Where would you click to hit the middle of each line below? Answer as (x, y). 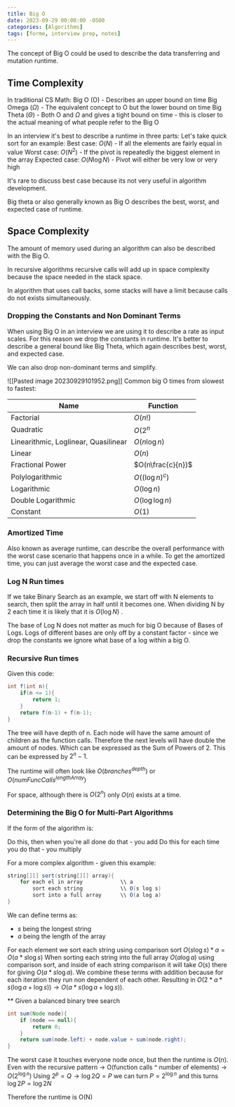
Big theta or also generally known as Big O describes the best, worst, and (113, 202)
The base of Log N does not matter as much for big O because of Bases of (115, 626)
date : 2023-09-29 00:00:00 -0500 (56, 20)
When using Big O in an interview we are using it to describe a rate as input (116, 331)
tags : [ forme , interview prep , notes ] (64, 33)
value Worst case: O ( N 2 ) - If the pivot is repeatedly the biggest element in (114, 151)
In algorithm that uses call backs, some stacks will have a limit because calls (117, 290)
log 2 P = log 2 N (29, 1083)
